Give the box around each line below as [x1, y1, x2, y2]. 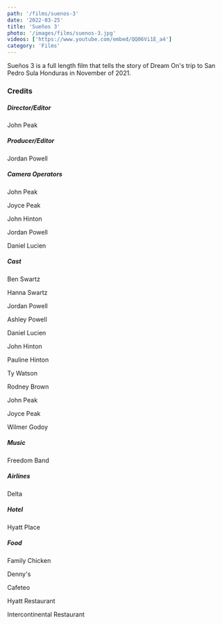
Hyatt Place [7, 523, 40, 531]
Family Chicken [7, 556, 51, 564]
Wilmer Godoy [7, 423, 49, 431]
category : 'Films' [7, 42, 60, 49]
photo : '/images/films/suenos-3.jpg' [7, 29, 117, 37]
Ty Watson [7, 369, 38, 377]
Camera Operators [7, 170, 62, 178]
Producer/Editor [7, 137, 55, 145]
